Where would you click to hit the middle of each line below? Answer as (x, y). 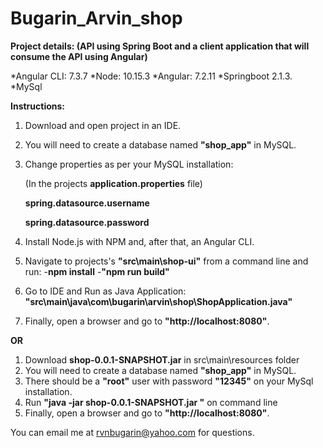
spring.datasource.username (87, 203)
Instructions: (38, 106)
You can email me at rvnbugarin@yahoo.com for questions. (132, 432)
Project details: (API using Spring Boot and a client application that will (160, 46)
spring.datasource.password (87, 222)
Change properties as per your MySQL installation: (129, 164)
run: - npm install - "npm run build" (97, 271)
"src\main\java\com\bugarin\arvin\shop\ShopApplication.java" (158, 301)
